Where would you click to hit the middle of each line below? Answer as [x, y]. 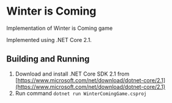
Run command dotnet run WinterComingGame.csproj [81, 93]
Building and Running [48, 59]
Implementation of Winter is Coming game [60, 28]
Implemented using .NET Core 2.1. [49, 40]
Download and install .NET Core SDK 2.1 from [72, 74]
